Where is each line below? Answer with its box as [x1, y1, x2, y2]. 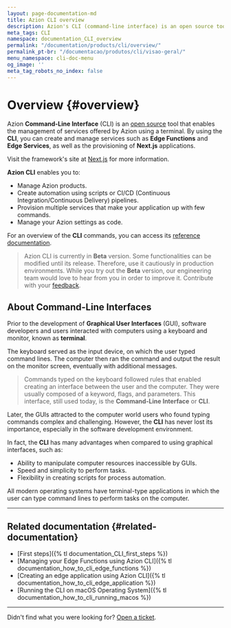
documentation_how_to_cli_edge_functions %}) [16, 564, 151, 572]
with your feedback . [23, 281, 81, 289]
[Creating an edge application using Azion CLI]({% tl [16, 572, 166, 580]
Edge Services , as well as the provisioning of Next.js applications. [7, 142, 196, 150]
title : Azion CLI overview [7, 16, 85, 23]
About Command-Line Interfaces [7, 301, 152, 313]
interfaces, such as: [7, 446, 63, 454]
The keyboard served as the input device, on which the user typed [7, 348, 196, 356]
